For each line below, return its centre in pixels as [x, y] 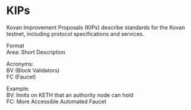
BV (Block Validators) [33, 70]
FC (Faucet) [21, 77]
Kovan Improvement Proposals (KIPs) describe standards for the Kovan [95, 27]
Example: [18, 88]
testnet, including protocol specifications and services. [75, 33]
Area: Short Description [36, 52]
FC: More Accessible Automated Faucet [56, 101]
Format [15, 46]
